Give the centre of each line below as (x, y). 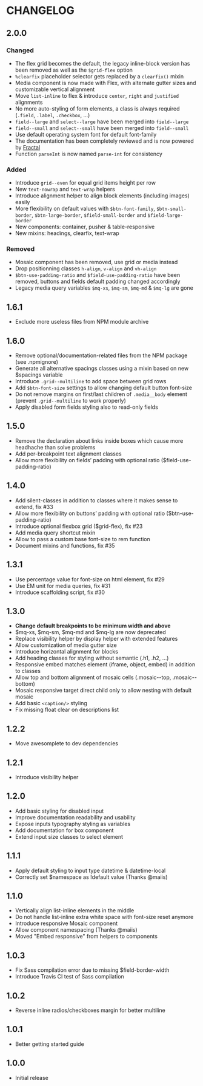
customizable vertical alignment (55, 89)
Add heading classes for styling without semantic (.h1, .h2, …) (92, 658)
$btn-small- (171, 209)
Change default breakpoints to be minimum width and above (93, 626)
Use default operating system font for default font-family (86, 134)
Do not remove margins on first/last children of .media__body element (101, 394)
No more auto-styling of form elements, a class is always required (97, 108)
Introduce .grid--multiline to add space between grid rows (91, 381)
